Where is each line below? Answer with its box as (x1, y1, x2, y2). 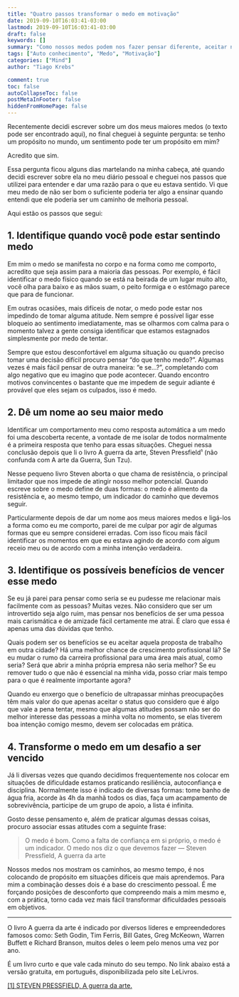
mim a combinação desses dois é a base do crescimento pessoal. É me (7, 880, 217, 889)
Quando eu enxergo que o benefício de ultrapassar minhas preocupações (7, 690, 224, 699)
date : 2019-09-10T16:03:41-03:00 (7, 17, 107, 24)
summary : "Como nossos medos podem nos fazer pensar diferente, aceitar (7, 43, 228, 51)
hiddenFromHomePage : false (7, 103, 87, 110)
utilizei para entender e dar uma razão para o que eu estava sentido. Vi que (7, 180, 228, 189)
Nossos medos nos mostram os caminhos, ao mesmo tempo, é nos (7, 865, 205, 874)
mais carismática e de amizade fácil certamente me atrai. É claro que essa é (7, 617, 230, 625)
